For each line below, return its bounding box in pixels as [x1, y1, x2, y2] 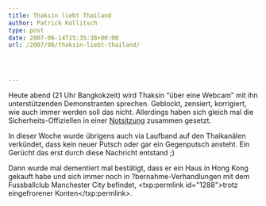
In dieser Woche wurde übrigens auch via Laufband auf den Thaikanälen [8, 132, 246, 141]
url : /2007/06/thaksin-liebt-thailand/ [8, 41, 141, 49]
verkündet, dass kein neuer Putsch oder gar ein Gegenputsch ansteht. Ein [8, 139, 250, 149]
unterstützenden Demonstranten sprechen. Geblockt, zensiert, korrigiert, [8, 99, 247, 109]
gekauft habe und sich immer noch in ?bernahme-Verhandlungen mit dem [8, 172, 250, 181]
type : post [8, 26, 44, 34]
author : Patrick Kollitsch [8, 19, 98, 27]
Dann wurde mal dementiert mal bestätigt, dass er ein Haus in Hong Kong [8, 163, 249, 173]
